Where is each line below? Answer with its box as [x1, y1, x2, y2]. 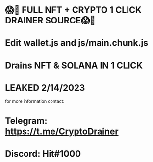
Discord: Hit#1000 [5, 148, 81, 159]
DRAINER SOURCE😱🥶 [5, 15, 96, 26]
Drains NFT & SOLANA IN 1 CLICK [5, 60, 143, 70]
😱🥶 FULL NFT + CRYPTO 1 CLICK [5, 4, 142, 16]
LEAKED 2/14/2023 [5, 82, 85, 93]
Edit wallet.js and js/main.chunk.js [5, 37, 149, 48]
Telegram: [5, 115, 48, 126]
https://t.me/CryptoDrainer [5, 126, 119, 137]
